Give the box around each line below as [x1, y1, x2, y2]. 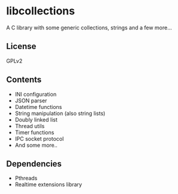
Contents [6, 75, 42, 85]
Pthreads [14, 175, 38, 182]
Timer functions [14, 129, 55, 136]
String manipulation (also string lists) [14, 110, 106, 117]
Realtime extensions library [14, 181, 82, 188]
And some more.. [14, 141, 58, 148]
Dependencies [6, 159, 62, 169]
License [6, 41, 37, 51]
